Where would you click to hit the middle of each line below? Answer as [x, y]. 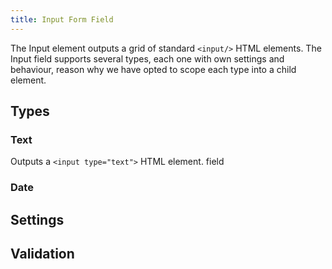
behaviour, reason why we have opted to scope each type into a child [153, 69]
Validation [42, 254]
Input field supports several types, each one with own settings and [147, 58]
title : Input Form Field [62, 19]
